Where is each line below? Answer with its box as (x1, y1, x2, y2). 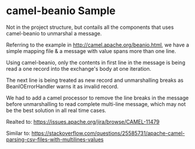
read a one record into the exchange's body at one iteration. (6, 65, 152, 72)
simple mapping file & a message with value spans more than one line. (6, 47, 176, 54)
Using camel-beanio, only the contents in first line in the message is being (6, 59, 186, 66)
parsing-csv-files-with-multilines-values (6, 135, 104, 143)
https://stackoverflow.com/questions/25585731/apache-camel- (31, 130, 185, 137)
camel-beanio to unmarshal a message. (6, 29, 102, 37)
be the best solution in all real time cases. (6, 107, 107, 114)
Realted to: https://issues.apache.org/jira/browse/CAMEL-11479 (6, 118, 160, 125)
